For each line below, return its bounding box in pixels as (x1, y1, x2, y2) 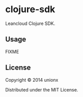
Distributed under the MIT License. (5, 86, 78, 92)
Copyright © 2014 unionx (5, 77, 59, 83)
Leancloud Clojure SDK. (5, 20, 56, 26)
